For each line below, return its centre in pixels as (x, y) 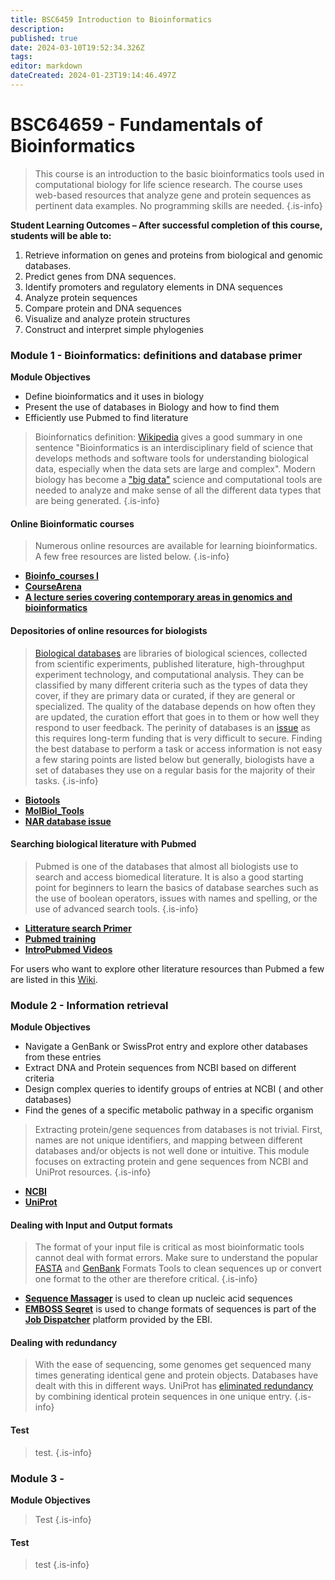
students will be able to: (61, 235)
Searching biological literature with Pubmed (103, 844)
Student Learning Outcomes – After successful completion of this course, (166, 225)
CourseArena (53, 587)
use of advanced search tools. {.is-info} (116, 908)
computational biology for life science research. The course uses (168, 184)
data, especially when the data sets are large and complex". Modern (175, 469)
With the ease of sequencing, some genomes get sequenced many (173, 1365)
